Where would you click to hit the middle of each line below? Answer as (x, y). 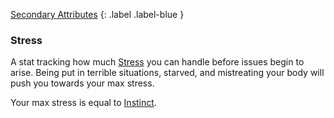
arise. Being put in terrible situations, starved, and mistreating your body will (167, 73)
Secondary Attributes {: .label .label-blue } (97, 14)
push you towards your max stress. (82, 83)
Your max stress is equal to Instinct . (83, 103)
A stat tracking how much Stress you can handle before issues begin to (157, 62)
